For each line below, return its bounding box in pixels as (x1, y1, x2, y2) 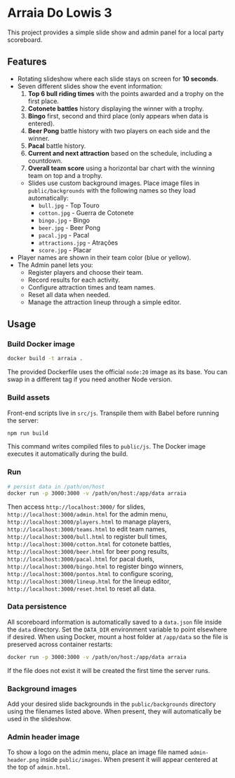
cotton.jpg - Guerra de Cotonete (38, 208, 134, 217)
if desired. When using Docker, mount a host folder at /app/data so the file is (7, 632, 229, 641)
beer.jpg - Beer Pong (38, 223, 100, 232)
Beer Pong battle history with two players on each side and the (27, 126, 210, 135)
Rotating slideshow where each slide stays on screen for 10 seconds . (17, 74, 219, 83)
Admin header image (7, 732, 80, 742)
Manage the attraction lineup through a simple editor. (27, 298, 182, 306)
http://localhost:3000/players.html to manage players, (7, 517, 172, 526)
